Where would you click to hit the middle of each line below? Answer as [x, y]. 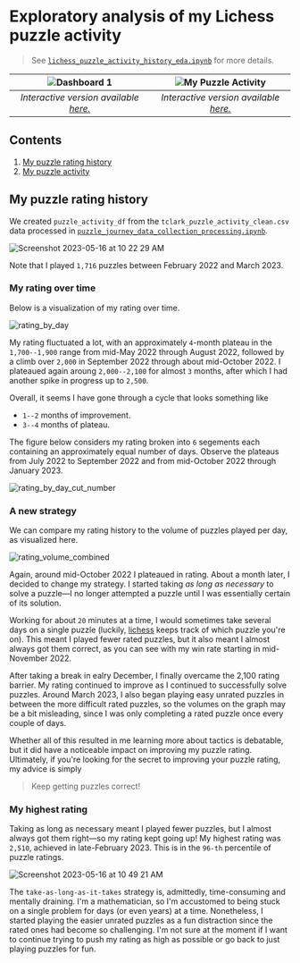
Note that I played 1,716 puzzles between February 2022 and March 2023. [146, 265]
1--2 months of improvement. [76, 415]
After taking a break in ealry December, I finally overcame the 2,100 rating [144, 676]
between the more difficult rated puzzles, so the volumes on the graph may [147, 705]
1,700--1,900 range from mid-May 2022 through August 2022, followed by [147, 351]
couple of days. [38, 723]
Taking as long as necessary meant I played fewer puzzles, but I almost [141, 829]
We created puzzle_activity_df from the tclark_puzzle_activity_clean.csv [150, 221]
